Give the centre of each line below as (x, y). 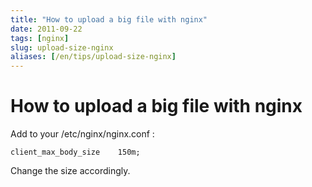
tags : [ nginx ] (40, 38)
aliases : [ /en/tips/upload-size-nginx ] (93, 57)
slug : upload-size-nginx (62, 47)
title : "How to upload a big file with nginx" (109, 19)
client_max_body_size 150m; (75, 152)
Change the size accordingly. (70, 171)
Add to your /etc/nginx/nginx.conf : (82, 134)
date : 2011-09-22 (46, 29)
